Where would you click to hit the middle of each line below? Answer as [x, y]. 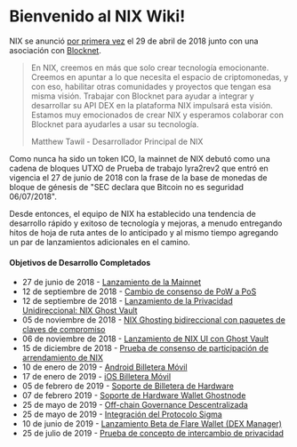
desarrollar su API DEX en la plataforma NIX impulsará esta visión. [152, 105]
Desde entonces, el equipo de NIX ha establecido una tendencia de [132, 213]
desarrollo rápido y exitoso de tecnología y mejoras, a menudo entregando [146, 223]
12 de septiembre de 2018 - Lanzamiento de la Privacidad [127, 301]
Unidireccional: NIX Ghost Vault [80, 311]
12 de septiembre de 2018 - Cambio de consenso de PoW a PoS [139, 291]
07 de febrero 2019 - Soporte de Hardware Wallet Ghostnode [134, 395]
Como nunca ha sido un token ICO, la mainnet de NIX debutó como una [140, 158]
